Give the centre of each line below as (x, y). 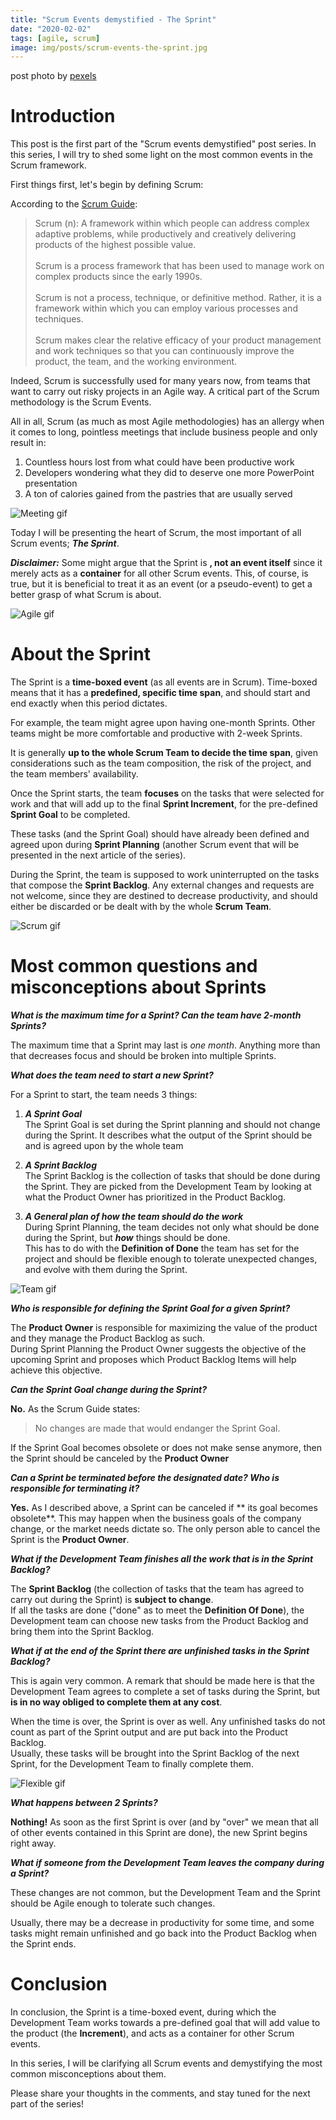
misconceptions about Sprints (138, 987)
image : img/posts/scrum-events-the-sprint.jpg (109, 47)
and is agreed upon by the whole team (104, 1146)
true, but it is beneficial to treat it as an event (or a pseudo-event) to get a (161, 584)
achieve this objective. (56, 1370)
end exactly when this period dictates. (89, 703)
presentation (51, 483)
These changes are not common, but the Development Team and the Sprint (165, 1893)
